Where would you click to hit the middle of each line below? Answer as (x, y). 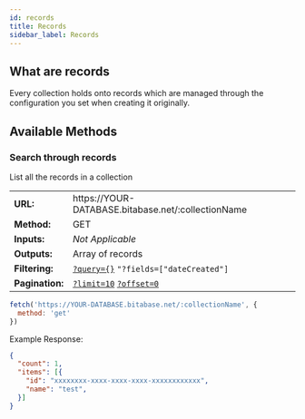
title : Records (38, 26)
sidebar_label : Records (54, 34)
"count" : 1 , (40, 364)
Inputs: (30, 239)
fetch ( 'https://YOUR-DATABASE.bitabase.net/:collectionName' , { (133, 305)
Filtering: (34, 268)
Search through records (63, 157)
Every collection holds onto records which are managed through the (137, 93)
